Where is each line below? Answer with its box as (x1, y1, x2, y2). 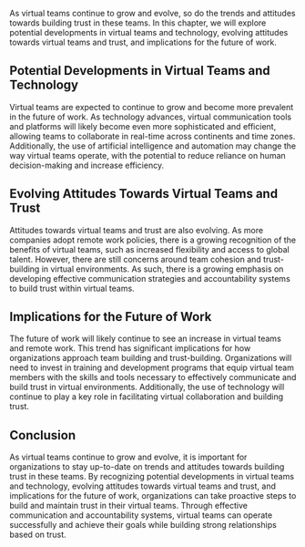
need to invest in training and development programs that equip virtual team (9, 362, 294, 373)
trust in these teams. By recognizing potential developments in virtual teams (9, 471, 294, 482)
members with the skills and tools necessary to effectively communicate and (9, 372, 297, 383)
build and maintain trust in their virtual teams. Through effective (9, 501, 249, 511)
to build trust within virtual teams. (9, 283, 135, 294)
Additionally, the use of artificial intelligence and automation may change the (9, 140, 297, 151)
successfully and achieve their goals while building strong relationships (9, 520, 278, 531)
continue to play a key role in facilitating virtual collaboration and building (9, 391, 284, 402)
